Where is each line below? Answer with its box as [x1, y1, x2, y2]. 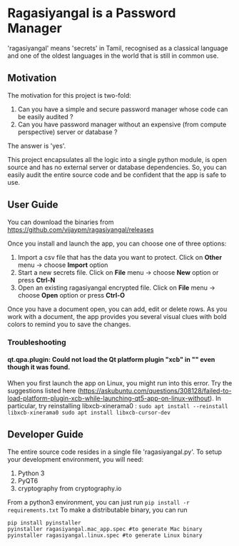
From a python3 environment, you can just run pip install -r [7, 497, 190, 506]
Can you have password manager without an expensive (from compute [17, 120, 227, 128]
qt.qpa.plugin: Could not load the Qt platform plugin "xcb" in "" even [7, 355, 215, 364]
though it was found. [7, 363, 71, 372]
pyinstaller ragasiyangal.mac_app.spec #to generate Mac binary [7, 525, 203, 532]
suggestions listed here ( [7, 386, 81, 395]
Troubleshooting [7, 338, 66, 348]
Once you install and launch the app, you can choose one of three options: [7, 239, 227, 248]
